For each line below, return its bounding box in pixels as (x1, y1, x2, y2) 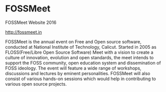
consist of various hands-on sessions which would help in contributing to (5, 76, 156, 82)
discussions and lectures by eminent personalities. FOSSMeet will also (5, 70, 150, 76)
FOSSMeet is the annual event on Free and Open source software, (5, 38, 141, 45)
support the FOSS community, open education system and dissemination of (5, 60, 161, 66)
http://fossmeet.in (5, 29, 42, 35)
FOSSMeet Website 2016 (5, 19, 56, 25)
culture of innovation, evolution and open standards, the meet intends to (5, 54, 154, 60)
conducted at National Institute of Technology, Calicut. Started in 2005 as (5, 44, 156, 50)
